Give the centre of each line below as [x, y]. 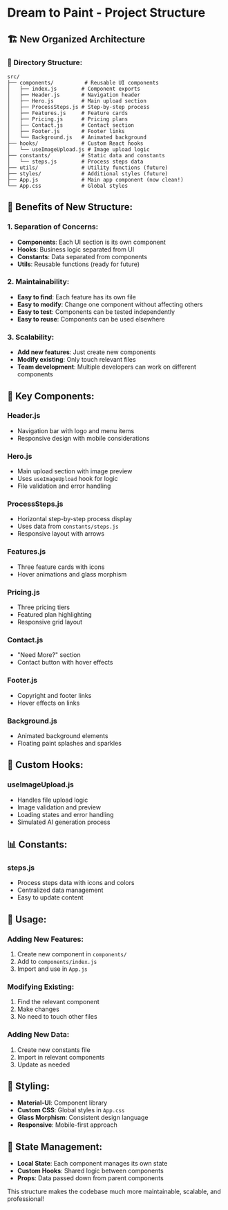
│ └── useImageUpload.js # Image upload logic [78, 149]
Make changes [38, 1009]
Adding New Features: [46, 939]
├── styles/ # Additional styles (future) [88, 174]
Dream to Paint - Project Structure [106, 13]
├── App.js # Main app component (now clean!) [96, 179]
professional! [26, 1199]
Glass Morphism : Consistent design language [83, 1118]
